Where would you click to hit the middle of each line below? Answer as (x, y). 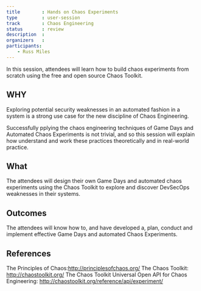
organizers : (26, 40)
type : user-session (43, 18)
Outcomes (26, 213)
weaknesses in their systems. (43, 194)
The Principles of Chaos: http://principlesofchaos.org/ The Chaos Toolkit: (97, 268)
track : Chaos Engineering (50, 23)
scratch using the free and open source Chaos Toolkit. (75, 75)
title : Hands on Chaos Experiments (62, 12)
